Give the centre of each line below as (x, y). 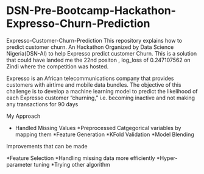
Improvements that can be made (47, 146)
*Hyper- (167, 158)
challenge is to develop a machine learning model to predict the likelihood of (102, 91)
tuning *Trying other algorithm (72, 164)
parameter (19, 164)
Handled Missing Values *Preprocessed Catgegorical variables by (98, 128)
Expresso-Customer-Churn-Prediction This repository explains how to (94, 40)
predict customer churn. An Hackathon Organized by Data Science (90, 47)
